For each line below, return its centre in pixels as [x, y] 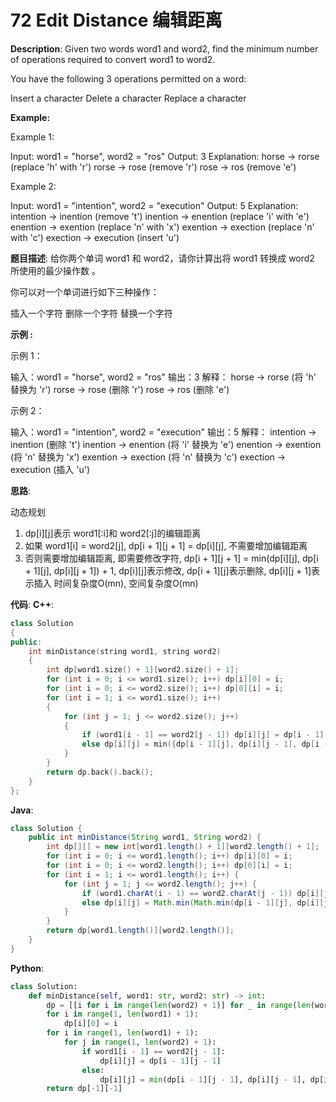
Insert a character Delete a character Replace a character [128, 98]
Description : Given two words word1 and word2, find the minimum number [164, 48]
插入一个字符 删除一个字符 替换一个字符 [91, 313]
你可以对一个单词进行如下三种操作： [85, 292]
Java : [22, 810]
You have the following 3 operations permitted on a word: [128, 78]
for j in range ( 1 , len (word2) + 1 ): [140, 1042]
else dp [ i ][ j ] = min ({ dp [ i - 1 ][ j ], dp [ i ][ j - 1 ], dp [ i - [205, 744]
